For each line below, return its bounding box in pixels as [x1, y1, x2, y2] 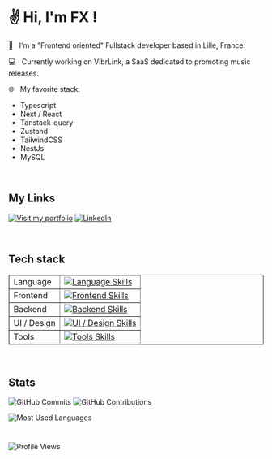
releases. [8, 68, 39, 78]
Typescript [19, 100, 57, 110]
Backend [13, 303, 47, 314]
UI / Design [13, 317, 57, 328]
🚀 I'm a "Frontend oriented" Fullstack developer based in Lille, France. [8, 40, 245, 50]
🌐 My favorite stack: [8, 84, 81, 93]
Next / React [19, 109, 62, 119]
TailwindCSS [19, 135, 63, 145]
